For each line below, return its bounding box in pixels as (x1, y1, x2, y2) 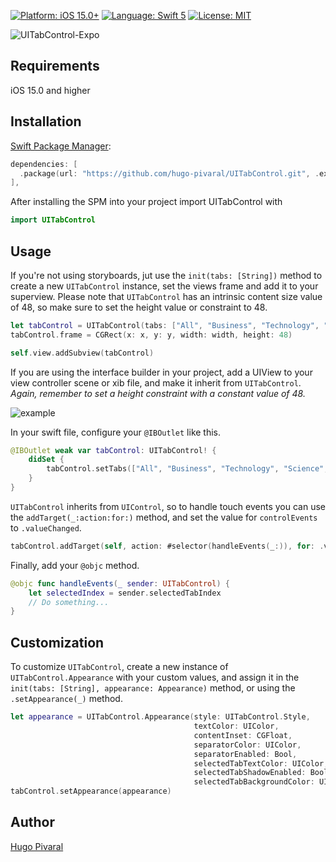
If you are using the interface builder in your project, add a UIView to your (10, 366, 313, 378)
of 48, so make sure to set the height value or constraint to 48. (10, 301, 268, 313)
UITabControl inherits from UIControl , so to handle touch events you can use (10, 500, 326, 512)
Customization (10, 634, 105, 651)
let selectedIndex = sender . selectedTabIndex (28, 588, 222, 598)
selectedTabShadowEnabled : (193, 768, 307, 778)
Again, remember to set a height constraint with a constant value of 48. (10, 387, 306, 399)
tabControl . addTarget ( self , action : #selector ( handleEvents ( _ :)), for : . (10, 541, 325, 551)
